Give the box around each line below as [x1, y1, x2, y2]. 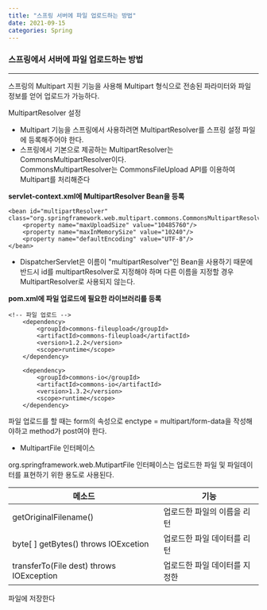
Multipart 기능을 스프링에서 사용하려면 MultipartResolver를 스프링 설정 [19, 125, 241, 134]
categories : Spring [8, 26, 73, 34]
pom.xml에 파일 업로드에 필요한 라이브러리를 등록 [8, 293, 161, 303]
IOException [12, 569, 58, 581]
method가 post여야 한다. [29, 426, 107, 435]
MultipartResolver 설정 [8, 108, 82, 118]
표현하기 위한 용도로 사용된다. [22, 469, 114, 479]
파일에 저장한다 [8, 593, 56, 603]
